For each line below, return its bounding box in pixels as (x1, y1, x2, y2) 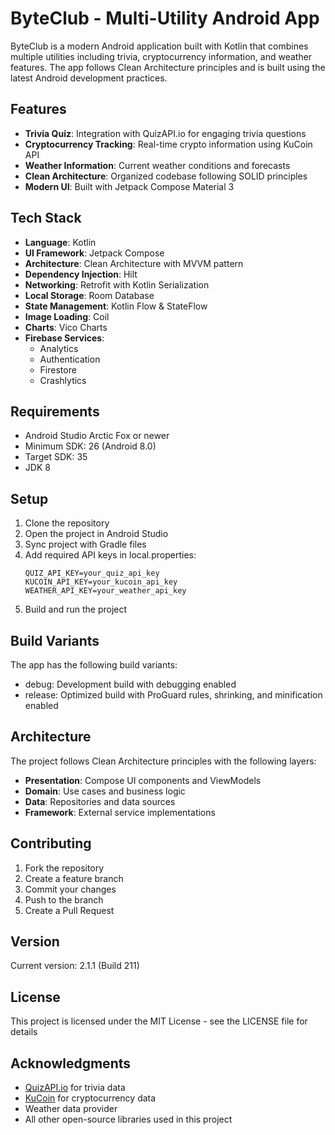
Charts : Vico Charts (24, 321, 108, 333)
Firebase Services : (24, 332, 105, 344)
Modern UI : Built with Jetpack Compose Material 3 (24, 180, 235, 192)
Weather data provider (24, 1103, 118, 1115)
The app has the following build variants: (10, 659, 178, 671)
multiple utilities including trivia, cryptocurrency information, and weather (10, 50, 313, 62)
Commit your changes (24, 883, 117, 895)
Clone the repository (24, 517, 110, 529)
